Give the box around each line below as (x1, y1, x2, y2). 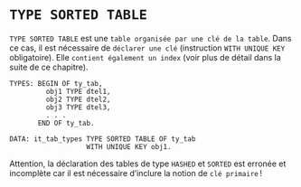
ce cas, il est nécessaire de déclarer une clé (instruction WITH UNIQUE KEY (9, 42, 286, 53)
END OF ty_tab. (37, 118, 95, 127)
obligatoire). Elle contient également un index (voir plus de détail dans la (9, 51, 282, 62)
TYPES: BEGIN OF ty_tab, (9, 79, 103, 88)
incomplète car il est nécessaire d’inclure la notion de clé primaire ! (9, 167, 263, 178)
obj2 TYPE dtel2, (45, 95, 111, 104)
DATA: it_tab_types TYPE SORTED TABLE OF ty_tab (9, 134, 196, 144)
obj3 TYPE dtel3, (45, 102, 111, 112)
